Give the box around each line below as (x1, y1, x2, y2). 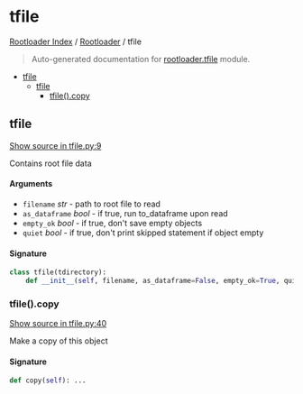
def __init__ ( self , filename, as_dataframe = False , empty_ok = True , (25, 277, 280, 286)
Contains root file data (9, 158, 92, 169)
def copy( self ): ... (9, 376, 87, 385)
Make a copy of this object (9, 335, 108, 346)
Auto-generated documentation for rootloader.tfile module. (31, 53, 251, 64)
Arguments (9, 179, 53, 189)
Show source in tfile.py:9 (9, 140, 102, 151)
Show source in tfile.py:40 (9, 318, 107, 329)
